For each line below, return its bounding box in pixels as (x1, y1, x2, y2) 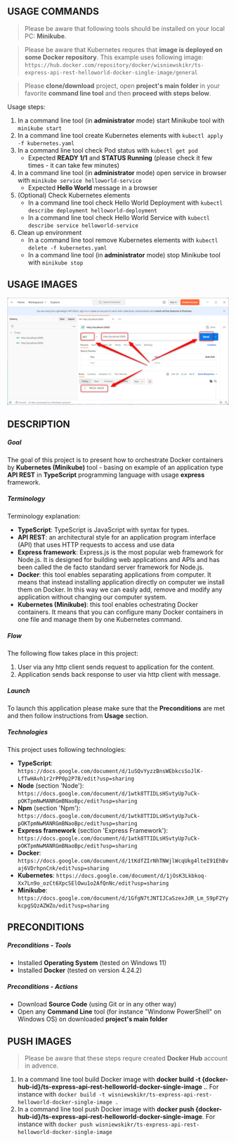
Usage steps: (7, 102, 46, 111)
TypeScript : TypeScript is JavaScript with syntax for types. (17, 525, 190, 534)
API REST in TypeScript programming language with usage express (7, 471, 205, 479)
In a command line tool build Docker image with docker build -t (17, 1075, 201, 1084)
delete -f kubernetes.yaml (27, 244, 107, 252)
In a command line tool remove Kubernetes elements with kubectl (27, 236, 218, 244)
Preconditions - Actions (7, 982, 79, 990)
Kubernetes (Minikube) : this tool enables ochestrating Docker (17, 601, 199, 609)
